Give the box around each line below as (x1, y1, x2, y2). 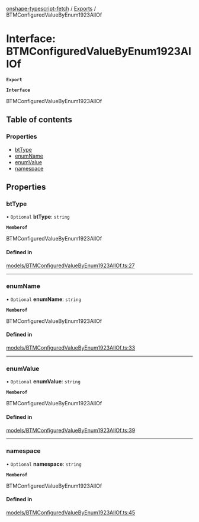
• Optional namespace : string (6, 460, 82, 467)
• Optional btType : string (6, 213, 70, 220)
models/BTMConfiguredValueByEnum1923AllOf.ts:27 (6, 262, 135, 269)
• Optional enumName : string (6, 296, 82, 303)
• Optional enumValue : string (6, 378, 81, 385)
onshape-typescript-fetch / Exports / (6, 5, 97, 12)
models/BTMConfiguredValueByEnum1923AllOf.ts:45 (6, 509, 136, 516)
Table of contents (6, 115, 72, 125)
